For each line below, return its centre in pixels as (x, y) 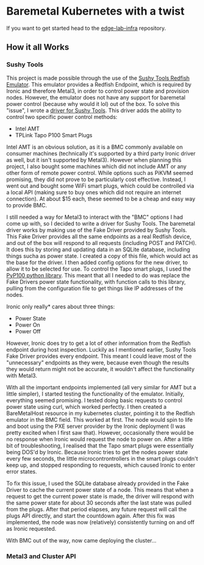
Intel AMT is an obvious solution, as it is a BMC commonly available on (95, 147)
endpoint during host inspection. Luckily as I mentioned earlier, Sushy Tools (101, 349)
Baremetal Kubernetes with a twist (95, 11)
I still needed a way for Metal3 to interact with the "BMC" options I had (95, 217)
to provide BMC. (27, 205)
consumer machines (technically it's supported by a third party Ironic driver (101, 153)
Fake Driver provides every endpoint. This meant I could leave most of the (99, 356)
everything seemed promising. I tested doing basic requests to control (94, 400)
